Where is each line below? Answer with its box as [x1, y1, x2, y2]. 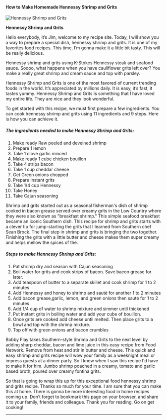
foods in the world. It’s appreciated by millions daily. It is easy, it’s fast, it [5, 85, 153, 92]
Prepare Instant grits [12, 177, 55, 183]
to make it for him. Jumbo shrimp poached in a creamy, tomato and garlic [5, 363, 156, 369]
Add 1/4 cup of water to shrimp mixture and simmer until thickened [12, 306, 150, 312]
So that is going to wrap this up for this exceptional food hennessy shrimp [5, 378, 157, 384]
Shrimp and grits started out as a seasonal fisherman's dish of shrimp [5, 203, 148, 209]
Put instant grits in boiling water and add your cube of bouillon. [12, 311, 142, 317]
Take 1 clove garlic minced [12, 151, 67, 157]
